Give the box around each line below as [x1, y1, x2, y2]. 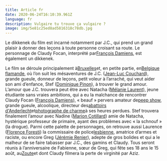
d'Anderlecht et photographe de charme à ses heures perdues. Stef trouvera [5, 108, 159, 114]
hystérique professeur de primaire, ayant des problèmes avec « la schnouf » [5, 118, 162, 124]
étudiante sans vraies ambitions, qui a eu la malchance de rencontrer [5, 92, 147, 98]
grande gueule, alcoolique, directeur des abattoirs [5, 102, 107, 108]
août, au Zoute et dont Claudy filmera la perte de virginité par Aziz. [5, 150, 140, 156]
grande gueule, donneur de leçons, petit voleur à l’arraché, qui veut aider [5, 76, 156, 82]
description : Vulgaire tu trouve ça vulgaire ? [5, 21, 106, 26]
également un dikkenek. [5, 55, 55, 61]
